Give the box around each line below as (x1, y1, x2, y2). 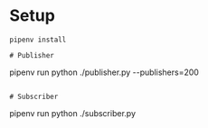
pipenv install (9, 35, 67, 44)
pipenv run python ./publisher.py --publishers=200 (9, 67, 199, 78)
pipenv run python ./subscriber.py (9, 107, 136, 118)
